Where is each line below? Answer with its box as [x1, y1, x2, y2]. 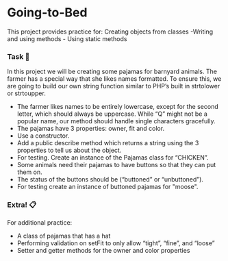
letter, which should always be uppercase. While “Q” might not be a [16, 110, 207, 118]
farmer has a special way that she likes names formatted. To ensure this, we [7, 75, 222, 83]
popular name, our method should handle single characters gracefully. [16, 117, 216, 125]
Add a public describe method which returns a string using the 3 [16, 139, 199, 147]
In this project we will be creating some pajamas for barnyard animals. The [7, 67, 218, 76]
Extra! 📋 [7, 200, 37, 210]
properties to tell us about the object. [16, 146, 122, 155]
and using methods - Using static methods [7, 34, 127, 42]
